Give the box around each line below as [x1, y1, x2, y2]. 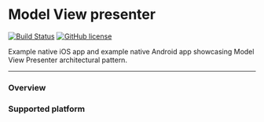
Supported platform [8, 103, 85, 114]
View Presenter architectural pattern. [8, 55, 128, 65]
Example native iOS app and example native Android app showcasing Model [8, 46, 255, 56]
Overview [8, 82, 46, 93]
